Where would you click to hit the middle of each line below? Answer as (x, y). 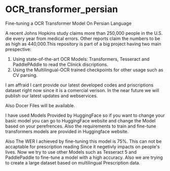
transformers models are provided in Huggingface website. (67, 131)
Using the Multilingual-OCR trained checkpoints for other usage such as (88, 70)
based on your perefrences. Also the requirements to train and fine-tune (81, 126)
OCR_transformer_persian (62, 9)
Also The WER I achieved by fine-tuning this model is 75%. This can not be (83, 141)
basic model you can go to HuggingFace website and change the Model (80, 120)
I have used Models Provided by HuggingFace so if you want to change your (85, 115)
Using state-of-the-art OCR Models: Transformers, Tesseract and (81, 59)
